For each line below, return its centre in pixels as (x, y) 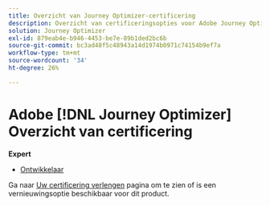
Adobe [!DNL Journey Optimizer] (120, 114)
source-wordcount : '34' (48, 61)
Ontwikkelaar (42, 169)
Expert (20, 154)
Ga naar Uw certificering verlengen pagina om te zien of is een (112, 184)
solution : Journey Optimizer (57, 30)
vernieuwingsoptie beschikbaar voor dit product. (89, 193)
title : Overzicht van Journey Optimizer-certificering (102, 16)
